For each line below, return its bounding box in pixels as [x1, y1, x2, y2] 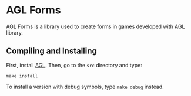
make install [6, 73, 38, 79]
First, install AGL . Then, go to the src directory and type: [6, 61, 142, 68]
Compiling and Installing [6, 46, 97, 56]
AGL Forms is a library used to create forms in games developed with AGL [6, 23, 185, 30]
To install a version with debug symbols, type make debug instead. [6, 83, 164, 90]
